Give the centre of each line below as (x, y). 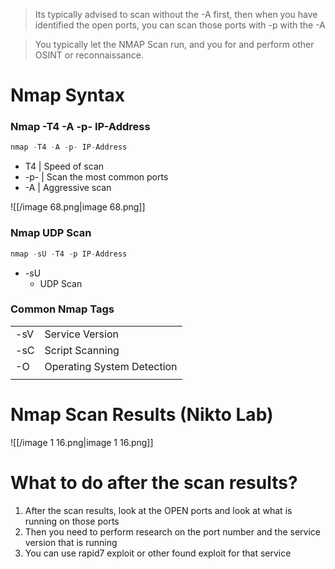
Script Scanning (82, 350)
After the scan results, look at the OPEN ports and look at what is (158, 510)
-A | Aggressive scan (68, 188)
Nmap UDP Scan (51, 233)
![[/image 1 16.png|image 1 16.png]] (82, 442)
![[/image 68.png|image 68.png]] (78, 207)
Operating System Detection (111, 366)
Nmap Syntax (67, 95)
